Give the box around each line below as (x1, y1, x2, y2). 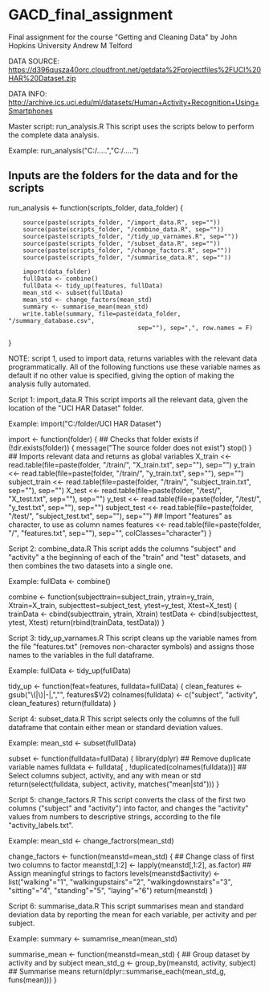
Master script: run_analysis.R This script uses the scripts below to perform (8, 121, 255, 131)
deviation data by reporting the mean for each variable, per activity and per (8, 909, 257, 919)
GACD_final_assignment (8, 6, 173, 24)
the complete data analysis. (8, 130, 100, 140)
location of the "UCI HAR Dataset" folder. (8, 403, 145, 413)
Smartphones (8, 106, 54, 116)
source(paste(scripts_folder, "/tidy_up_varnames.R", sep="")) (22, 232, 239, 240)
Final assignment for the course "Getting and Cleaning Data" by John (8, 32, 238, 42)
